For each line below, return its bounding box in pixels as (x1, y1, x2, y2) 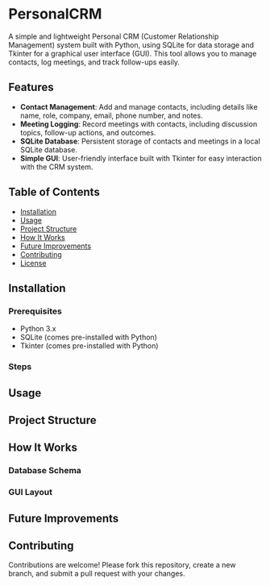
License (19, 258, 47, 268)
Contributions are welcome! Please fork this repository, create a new (8, 560, 236, 570)
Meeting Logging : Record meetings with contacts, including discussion (19, 118, 258, 129)
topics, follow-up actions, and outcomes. (19, 127, 156, 137)
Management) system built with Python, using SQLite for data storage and (8, 39, 255, 49)
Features (8, 81, 54, 94)
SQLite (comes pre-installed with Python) (19, 332, 157, 343)
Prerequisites (8, 305, 62, 317)
